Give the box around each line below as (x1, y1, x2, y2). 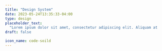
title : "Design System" (5, 7, 54, 12)
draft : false (5, 30, 32, 34)
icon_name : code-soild (5, 38, 51, 44)
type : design (5, 16, 32, 21)
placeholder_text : (5, 20, 42, 26)
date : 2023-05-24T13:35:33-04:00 (5, 12, 73, 17)
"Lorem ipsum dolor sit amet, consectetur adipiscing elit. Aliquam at (9, 25, 158, 30)
